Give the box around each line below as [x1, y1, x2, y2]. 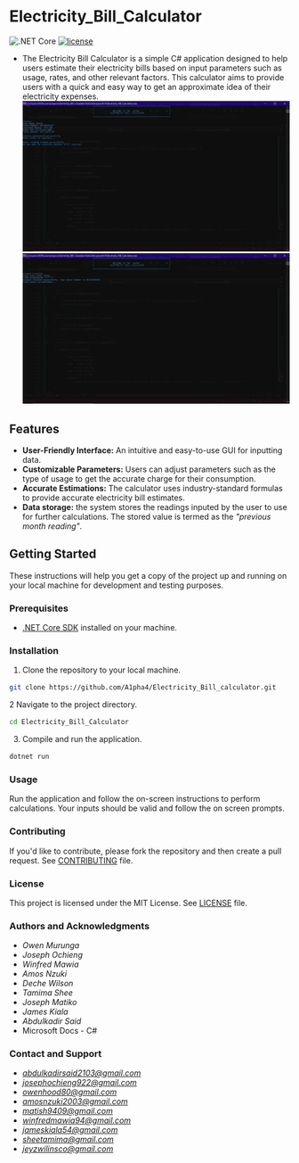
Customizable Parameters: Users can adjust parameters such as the [21, 464, 276, 474]
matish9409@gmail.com [21, 1106, 113, 1117]
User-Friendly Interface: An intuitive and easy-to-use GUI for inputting [21, 444, 283, 456]
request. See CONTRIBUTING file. [9, 854, 133, 866]
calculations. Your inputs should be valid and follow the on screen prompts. [9, 803, 285, 813]
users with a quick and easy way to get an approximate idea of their [21, 81, 271, 92]
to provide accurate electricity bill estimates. [21, 492, 185, 503]
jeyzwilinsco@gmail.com [21, 1143, 114, 1154]
